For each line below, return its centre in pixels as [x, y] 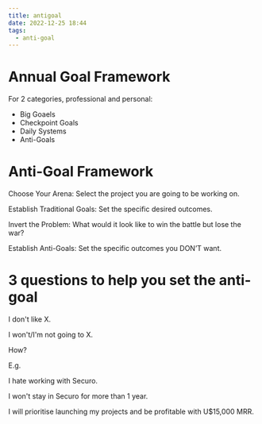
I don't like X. [30, 319]
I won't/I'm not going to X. [51, 335]
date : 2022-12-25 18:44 [48, 23]
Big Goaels [37, 114]
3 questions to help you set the [112, 281]
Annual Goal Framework [89, 77]
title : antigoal [35, 15]
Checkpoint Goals [49, 123]
